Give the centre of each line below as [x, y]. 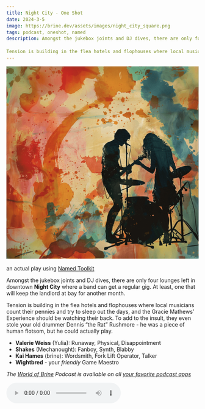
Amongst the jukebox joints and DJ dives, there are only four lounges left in [101, 280]
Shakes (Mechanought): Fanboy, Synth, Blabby [74, 349]
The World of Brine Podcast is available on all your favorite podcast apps [99, 374]
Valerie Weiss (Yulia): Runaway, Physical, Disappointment [88, 342]
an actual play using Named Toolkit [50, 268]
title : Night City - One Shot [45, 13]
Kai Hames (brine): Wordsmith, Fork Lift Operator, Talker [86, 356]
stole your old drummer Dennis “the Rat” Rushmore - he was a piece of [95, 324]
